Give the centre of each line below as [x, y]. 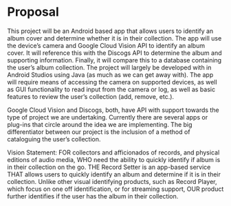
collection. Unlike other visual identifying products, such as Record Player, [112, 181]
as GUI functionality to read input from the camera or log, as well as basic [111, 89]
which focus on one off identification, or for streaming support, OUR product [115, 189]
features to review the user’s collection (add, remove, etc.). [90, 96]
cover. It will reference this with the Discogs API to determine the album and [114, 53]
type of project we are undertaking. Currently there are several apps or [108, 117]
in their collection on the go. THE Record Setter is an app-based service [109, 167]
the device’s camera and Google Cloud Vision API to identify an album [106, 45]
